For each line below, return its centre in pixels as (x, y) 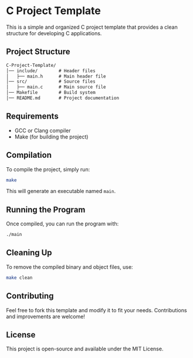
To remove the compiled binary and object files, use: (70, 267)
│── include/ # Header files (51, 71)
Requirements (32, 116)
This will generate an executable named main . (61, 191)
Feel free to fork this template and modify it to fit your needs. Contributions (97, 310)
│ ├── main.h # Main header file (56, 76)
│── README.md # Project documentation (62, 98)
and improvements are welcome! (45, 316)
